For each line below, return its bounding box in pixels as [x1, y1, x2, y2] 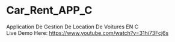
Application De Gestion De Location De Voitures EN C [6, 23, 139, 30]
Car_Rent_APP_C [6, 4, 93, 17]
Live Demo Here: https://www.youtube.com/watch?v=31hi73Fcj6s [6, 29, 169, 36]
